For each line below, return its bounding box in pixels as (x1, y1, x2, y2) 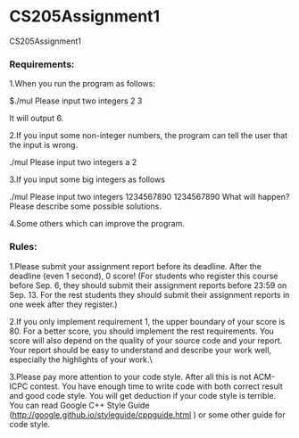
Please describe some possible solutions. (9, 201, 162, 211)
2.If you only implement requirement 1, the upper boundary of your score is (9, 316, 286, 326)
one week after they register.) (9, 299, 118, 310)
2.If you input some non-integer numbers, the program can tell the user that (9, 130, 288, 141)
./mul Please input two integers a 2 (9, 157, 137, 168)
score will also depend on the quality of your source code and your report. (9, 335, 283, 345)
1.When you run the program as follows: (9, 79, 156, 89)
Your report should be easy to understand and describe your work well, (9, 344, 272, 355)
